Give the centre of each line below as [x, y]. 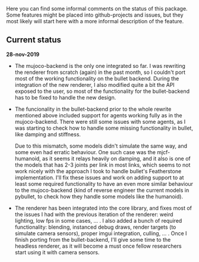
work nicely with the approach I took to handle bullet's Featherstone [98, 171]
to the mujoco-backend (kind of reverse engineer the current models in [102, 190]
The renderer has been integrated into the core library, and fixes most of [103, 208]
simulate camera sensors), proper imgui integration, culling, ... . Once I [101, 233]
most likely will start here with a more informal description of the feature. [95, 21]
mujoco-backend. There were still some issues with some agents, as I [100, 121]
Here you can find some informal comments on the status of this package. [97, 9]
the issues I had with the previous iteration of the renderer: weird [94, 214]
